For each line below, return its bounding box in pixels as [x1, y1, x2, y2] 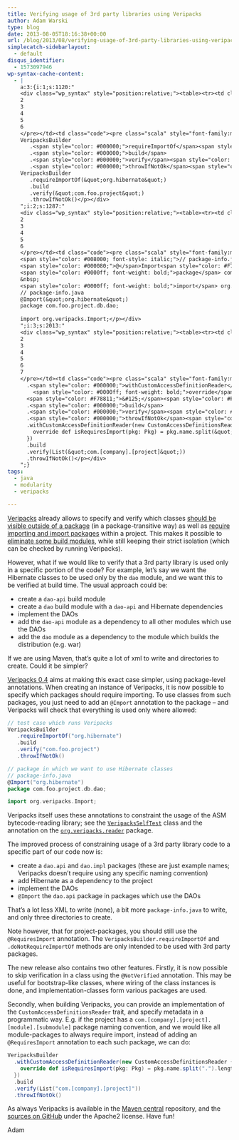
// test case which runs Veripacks [7, 719, 113, 726]
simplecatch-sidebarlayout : [7, 44, 91, 51]
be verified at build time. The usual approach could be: [7, 581, 168, 589]
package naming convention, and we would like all [73, 1023, 221, 1032]
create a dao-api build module [17, 594, 106, 603]
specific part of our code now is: [7, 848, 103, 856]
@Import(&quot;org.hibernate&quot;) [20, 295, 129, 303]
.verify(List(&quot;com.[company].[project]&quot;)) [26, 448, 186, 455]
